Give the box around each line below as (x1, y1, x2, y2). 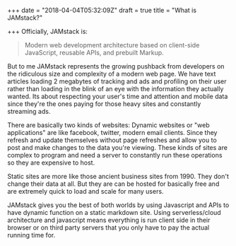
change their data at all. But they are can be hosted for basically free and (7, 180, 220, 188)
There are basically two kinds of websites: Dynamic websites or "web (7, 121, 210, 129)
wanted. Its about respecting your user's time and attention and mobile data (7, 92, 228, 100)
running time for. (7, 231, 56, 239)
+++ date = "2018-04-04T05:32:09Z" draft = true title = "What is (7, 6, 196, 14)
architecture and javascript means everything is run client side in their (7, 216, 211, 224)
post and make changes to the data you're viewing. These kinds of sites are (7, 143, 228, 151)
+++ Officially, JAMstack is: (7, 28, 88, 35)
